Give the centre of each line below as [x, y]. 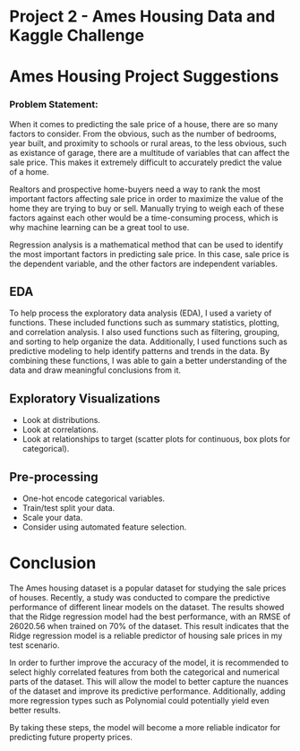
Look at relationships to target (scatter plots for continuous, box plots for [156, 439]
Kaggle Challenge [77, 35]
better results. [35, 711]
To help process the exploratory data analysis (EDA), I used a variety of [141, 313]
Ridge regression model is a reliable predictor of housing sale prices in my [146, 636]
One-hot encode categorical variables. [94, 498]
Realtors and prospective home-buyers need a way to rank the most [135, 189]
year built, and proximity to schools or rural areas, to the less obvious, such [148, 143]
